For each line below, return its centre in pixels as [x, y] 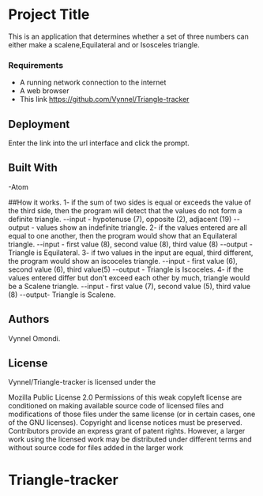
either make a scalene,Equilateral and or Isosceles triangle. [104, 44]
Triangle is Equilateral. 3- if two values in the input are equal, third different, [131, 252]
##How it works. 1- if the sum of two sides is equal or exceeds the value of [130, 202]
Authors [29, 319]
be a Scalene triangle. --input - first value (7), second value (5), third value [130, 286]
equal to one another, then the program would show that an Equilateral [123, 235]
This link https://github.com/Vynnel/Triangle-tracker [104, 100]
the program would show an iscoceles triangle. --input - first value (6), [123, 261]
